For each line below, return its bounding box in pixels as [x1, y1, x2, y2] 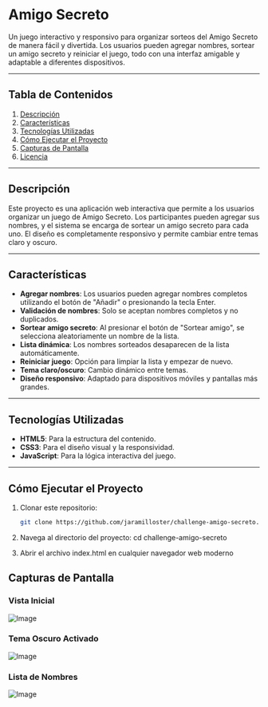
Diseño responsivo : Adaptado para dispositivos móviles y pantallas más [19, 373, 258, 384]
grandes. [19, 382, 49, 392]
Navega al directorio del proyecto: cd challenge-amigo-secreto [19, 532, 227, 542]
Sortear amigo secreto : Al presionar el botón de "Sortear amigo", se [19, 323, 245, 333]
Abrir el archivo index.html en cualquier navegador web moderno [19, 548, 234, 558]
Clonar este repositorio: [19, 503, 98, 512]
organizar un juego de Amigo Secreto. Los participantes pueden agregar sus [8, 211, 260, 221]
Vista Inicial [8, 595, 55, 606]
